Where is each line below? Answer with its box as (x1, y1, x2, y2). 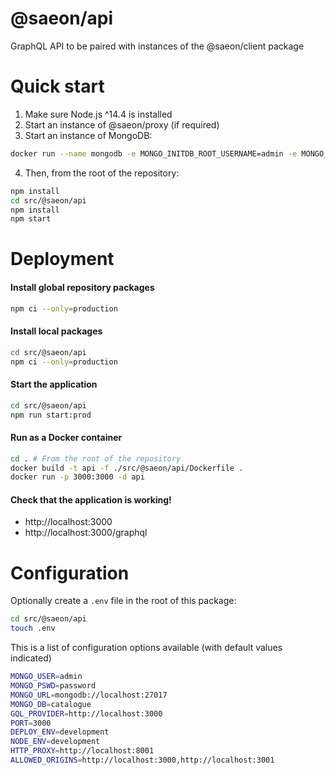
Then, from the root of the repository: (24, 167, 180, 179)
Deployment (10, 248, 115, 271)
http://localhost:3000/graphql (24, 527, 148, 539)
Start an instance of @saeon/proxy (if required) (24, 118, 220, 131)
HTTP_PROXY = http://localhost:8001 (10, 746, 155, 756)
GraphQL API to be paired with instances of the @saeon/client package (10, 40, 305, 52)
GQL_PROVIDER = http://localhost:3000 (10, 708, 163, 719)
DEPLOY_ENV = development (10, 727, 110, 737)
